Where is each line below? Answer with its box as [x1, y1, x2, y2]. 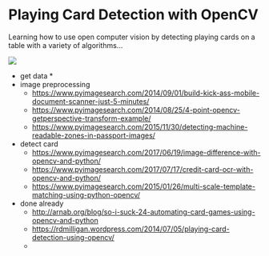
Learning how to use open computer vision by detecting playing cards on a [8, 32, 255, 42]
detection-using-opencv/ [31, 232, 114, 242]
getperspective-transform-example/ [31, 114, 151, 123]
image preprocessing [19, 79, 90, 89]
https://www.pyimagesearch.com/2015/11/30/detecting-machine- [31, 122, 248, 131]
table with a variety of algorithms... [8, 40, 123, 50]
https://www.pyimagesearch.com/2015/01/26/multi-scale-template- [31, 182, 256, 191]
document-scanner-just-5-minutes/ [31, 96, 150, 106]
